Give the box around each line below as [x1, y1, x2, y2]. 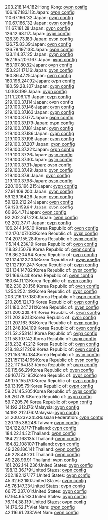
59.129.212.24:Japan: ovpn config [5, 199, 74, 205]
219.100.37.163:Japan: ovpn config [5, 109, 75, 115]
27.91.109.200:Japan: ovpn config [5, 188, 73, 194]
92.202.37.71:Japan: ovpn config [5, 220, 71, 226]
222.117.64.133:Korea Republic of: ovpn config [5, 362, 98, 368]
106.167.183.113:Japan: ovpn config [5, 9, 75, 15]
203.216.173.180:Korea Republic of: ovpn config [5, 294, 101, 299]
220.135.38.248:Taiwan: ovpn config [5, 420, 79, 425]
